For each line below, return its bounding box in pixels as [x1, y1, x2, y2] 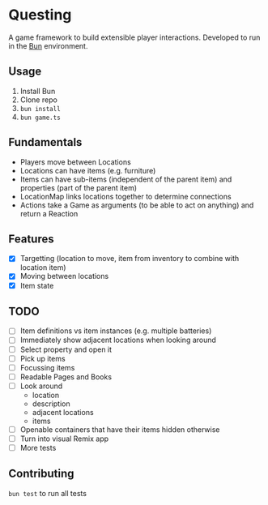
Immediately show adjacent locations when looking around [19, 335, 217, 345]
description [32, 399, 70, 409]
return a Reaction [19, 208, 79, 218]
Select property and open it [19, 345, 112, 354]
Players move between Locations [19, 156, 131, 167]
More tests [19, 443, 57, 452]
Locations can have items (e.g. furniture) [19, 165, 156, 175]
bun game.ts [19, 113, 61, 122]
